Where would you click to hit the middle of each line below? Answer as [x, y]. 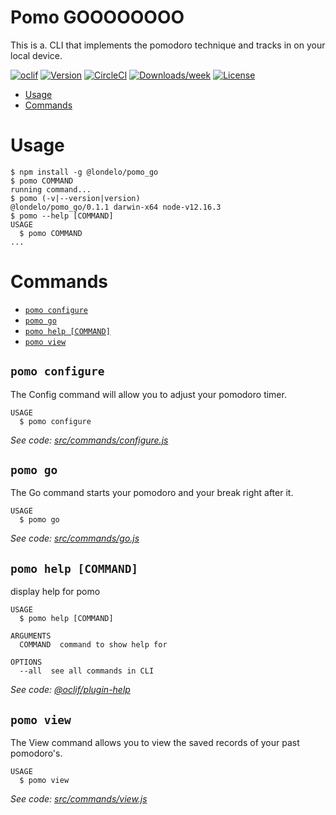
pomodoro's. [36, 753]
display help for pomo [55, 592]
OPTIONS [26, 662]
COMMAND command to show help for [93, 645]
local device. [36, 55]
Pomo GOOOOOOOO [97, 17]
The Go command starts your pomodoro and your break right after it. [152, 493]
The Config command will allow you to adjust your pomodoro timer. [148, 394]
